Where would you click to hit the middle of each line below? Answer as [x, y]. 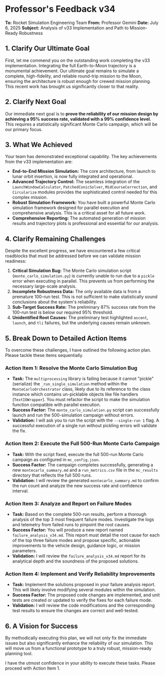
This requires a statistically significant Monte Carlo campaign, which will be [81, 124]
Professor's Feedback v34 [60, 9]
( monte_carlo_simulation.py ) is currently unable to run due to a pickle [83, 276]
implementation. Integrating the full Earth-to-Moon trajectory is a [70, 65]
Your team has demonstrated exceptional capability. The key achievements [81, 157]
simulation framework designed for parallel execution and [70, 208]
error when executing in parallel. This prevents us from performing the [83, 281]
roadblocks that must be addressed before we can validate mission [73, 256]
